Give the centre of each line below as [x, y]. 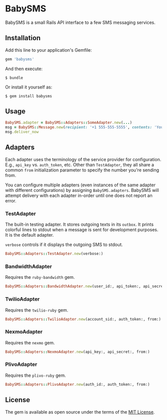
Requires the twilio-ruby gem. [37, 310]
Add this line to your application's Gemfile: [48, 50]
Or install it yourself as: [29, 87]
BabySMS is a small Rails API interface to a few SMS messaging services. [80, 22]
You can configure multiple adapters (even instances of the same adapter [80, 185]
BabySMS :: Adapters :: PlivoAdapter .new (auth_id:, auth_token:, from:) [78, 384]
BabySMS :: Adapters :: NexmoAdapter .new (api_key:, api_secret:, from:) [78, 352]
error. [11, 201]
